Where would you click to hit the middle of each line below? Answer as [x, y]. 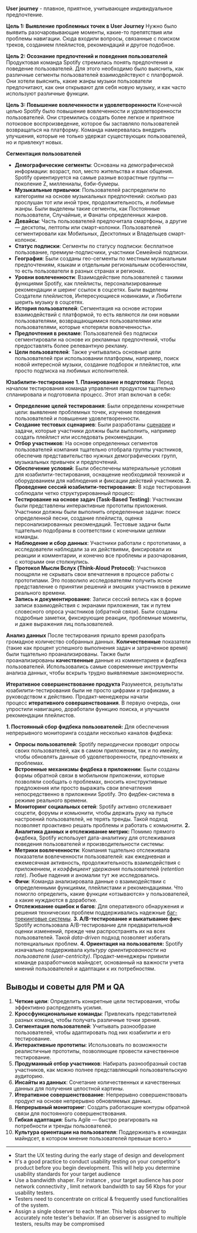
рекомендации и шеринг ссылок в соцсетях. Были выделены [91, 289]
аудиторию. [29, 1076]
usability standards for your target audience [67, 1174]
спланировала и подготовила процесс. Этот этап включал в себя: [89, 394]
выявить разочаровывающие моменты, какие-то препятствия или [89, 32]
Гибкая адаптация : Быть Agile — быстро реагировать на [86, 1119]
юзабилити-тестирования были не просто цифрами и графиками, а [90, 690]
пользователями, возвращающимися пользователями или [88, 321]
